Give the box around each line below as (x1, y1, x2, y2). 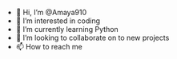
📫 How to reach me (15, 42, 82, 51)
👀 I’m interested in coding (15, 16, 101, 26)
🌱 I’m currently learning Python (15, 25, 119, 33)
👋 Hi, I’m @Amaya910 (15, 8, 86, 17)
